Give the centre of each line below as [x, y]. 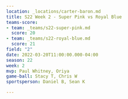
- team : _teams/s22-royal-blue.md [48, 38]
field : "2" [19, 49]
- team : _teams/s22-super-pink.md [48, 28]
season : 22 [19, 60]
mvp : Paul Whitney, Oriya [38, 71]
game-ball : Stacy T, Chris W [42, 76]
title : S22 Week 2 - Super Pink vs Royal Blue [64, 17]
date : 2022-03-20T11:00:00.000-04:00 [52, 55]
